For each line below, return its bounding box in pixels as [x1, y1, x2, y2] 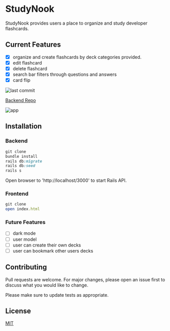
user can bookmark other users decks [12, 247, 94, 254]
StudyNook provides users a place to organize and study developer [5, 20, 147, 26]
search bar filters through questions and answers [12, 71, 117, 77]
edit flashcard [12, 59, 42, 66]
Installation [5, 122, 42, 131]
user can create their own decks [12, 242, 81, 248]
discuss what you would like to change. [5, 282, 89, 288]
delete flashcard [12, 65, 48, 72]
